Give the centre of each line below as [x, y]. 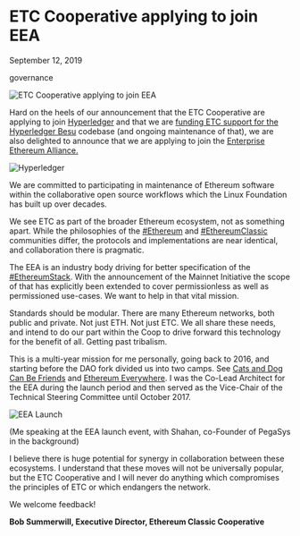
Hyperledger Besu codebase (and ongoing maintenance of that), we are [142, 131]
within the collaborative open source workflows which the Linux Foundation [148, 194]
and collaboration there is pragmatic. [77, 250]
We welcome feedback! [53, 504]
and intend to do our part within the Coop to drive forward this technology [145, 332]
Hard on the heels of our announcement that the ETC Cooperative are [137, 112]
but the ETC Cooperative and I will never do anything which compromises [144, 477]
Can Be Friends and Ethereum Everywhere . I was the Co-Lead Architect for [147, 378]
